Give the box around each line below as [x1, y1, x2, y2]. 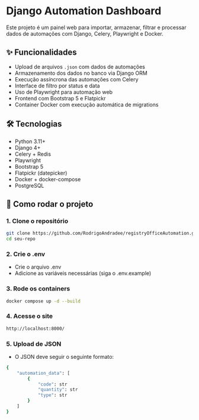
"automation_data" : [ [17, 370, 70, 376]
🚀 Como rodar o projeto [6, 199, 94, 209]
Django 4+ [14, 144, 41, 151]
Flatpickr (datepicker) [14, 169, 68, 176]
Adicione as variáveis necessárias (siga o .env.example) [14, 270, 152, 277]
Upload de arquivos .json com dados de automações [14, 63, 145, 70]
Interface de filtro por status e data [14, 82, 100, 89]
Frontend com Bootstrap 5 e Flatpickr [14, 94, 106, 102]
